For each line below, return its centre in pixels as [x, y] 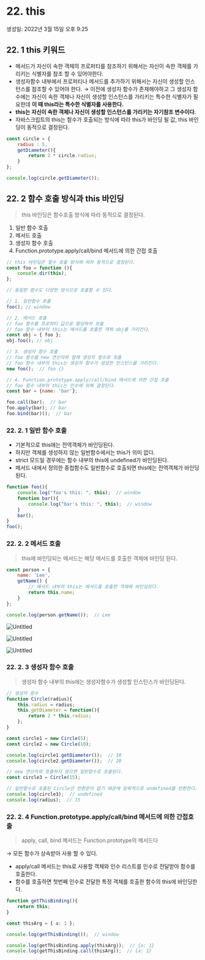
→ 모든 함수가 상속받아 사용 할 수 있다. [52, 854]
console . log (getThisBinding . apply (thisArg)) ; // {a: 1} [80, 945]
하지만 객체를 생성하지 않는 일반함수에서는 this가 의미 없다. [85, 452]
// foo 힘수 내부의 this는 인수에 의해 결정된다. [61, 386]
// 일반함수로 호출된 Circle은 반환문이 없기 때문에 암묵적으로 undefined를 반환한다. [102, 789]
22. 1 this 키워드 [36, 50]
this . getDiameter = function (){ [58, 711]
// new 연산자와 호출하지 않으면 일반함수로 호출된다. [65, 772]
